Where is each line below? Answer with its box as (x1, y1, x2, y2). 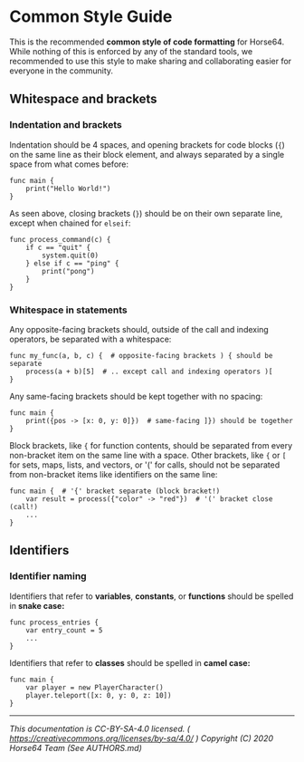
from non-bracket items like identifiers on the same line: (9, 468, 218, 479)
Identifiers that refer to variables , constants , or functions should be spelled (9, 591, 294, 602)
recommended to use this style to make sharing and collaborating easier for (9, 55, 292, 66)
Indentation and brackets (9, 119, 122, 131)
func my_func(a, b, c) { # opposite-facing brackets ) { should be (9, 351, 273, 360)
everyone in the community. (9, 65, 114, 76)
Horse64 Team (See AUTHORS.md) (9, 742, 143, 753)
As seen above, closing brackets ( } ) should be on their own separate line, (9, 207, 283, 218)
